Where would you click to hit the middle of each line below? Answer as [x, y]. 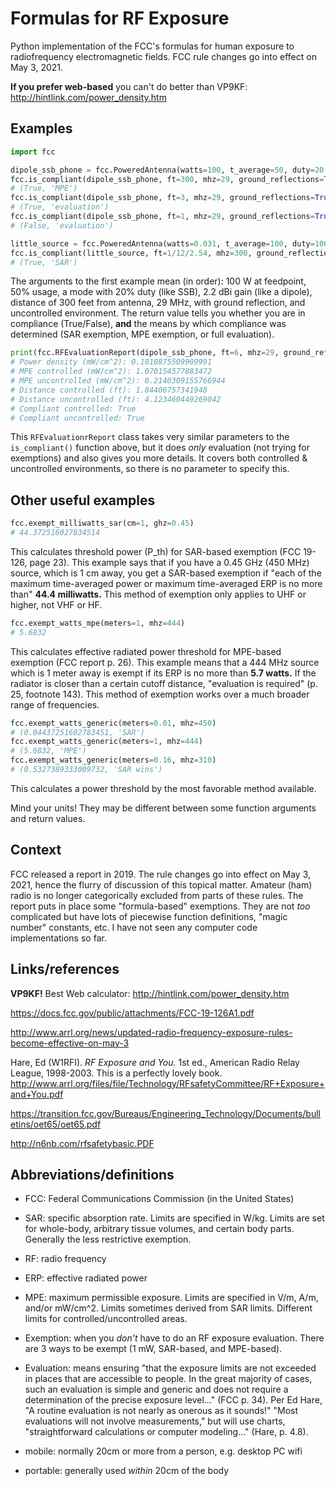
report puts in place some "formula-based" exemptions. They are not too [160, 906]
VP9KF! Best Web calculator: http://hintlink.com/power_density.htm [150, 993]
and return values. [48, 818]
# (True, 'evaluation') [60, 207]
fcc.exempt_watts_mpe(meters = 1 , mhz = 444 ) [98, 623]
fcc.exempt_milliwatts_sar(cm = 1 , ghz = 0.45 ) [102, 523]
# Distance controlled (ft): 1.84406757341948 [109, 390]
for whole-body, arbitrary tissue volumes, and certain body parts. [159, 1229]
